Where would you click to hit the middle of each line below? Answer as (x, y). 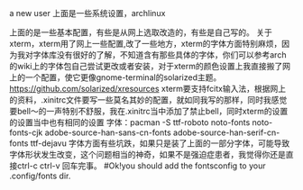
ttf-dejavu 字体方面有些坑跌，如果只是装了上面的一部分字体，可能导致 (160, 143)
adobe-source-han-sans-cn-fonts (108, 132)
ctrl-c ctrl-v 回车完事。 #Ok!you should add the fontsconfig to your (141, 166)
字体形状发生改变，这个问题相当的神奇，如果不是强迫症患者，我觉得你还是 (147, 154)
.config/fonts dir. (40, 176)
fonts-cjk (26, 132)
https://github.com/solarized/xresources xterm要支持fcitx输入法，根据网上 (148, 89)
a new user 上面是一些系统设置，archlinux (87, 13)
